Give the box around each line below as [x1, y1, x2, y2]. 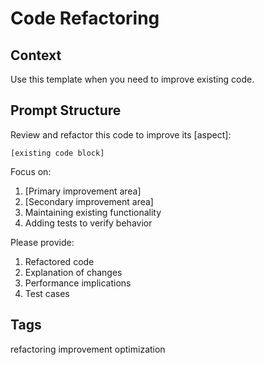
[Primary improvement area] [24, 185, 142, 197]
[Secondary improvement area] [24, 195, 154, 207]
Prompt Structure [10, 102, 122, 119]
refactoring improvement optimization [10, 343, 166, 355]
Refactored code [24, 255, 95, 267]
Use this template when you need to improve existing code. [10, 73, 255, 85]
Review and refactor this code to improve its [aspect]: [10, 128, 232, 141]
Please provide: [10, 236, 75, 248]
